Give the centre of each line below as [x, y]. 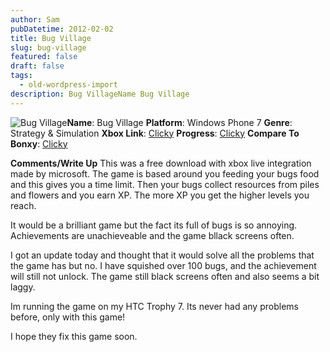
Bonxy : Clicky [39, 143]
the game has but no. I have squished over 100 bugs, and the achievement [163, 265]
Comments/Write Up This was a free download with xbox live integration [161, 163]
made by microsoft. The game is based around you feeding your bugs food [165, 173]
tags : [21, 76]
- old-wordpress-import [68, 85]
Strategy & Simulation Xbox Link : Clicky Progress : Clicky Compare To [155, 133]
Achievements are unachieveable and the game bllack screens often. [152, 235]
